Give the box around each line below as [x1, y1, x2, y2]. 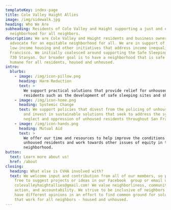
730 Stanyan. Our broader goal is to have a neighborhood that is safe [10, 55, 165, 60]
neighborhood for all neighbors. [10, 31, 81, 36]
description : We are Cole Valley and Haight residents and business [5, 36, 154, 41]
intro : [5, 64, 19, 69]
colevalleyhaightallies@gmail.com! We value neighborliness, [14, 183, 147, 188]
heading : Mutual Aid [18, 126, 63, 131]
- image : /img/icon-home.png [14, 97, 76, 102]
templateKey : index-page [5, 7, 58, 13]
